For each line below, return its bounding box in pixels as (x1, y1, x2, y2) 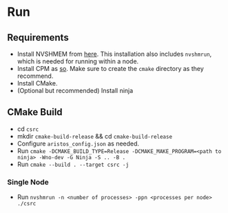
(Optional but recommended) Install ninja (17, 87, 134, 94)
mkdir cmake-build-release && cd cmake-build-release (17, 132, 173, 140)
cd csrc (17, 125, 39, 133)
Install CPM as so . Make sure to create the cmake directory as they (17, 65, 205, 72)
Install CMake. (17, 79, 58, 87)
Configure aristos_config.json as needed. (17, 139, 140, 148)
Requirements (7, 32, 69, 43)
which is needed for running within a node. (17, 57, 139, 65)
